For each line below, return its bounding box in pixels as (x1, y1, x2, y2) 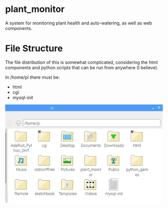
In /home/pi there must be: (5, 74, 60, 80)
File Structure (5, 43, 63, 54)
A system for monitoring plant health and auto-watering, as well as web (5, 20, 152, 26)
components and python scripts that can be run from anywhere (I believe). (5, 64, 158, 70)
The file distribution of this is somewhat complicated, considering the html (5, 59, 158, 65)
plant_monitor (5, 3, 65, 15)
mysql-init (12, 94, 33, 100)
